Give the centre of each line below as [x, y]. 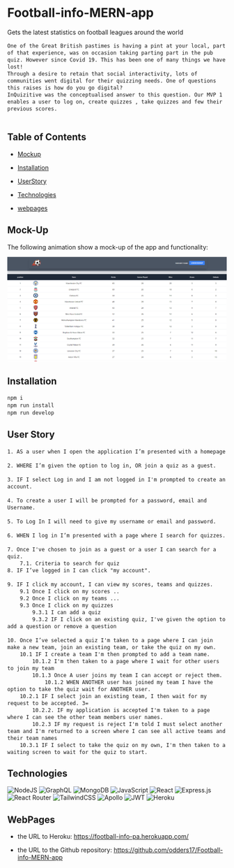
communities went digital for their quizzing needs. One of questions [112, 81]
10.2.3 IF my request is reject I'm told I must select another [127, 724]
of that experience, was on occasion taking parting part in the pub [110, 53]
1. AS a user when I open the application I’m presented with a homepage [117, 451]
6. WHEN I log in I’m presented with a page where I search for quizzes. [117, 535]
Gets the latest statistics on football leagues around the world [95, 32]
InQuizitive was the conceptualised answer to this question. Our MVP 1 [115, 95]
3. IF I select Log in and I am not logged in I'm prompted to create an [117, 479]
